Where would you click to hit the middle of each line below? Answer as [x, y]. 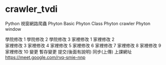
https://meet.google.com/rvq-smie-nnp [45, 57]
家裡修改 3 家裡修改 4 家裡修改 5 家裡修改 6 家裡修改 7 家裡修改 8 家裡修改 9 [83, 45]
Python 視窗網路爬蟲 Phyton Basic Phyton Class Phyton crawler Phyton [78, 23]
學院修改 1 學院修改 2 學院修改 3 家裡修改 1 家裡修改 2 [60, 39]
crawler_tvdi [31, 9]
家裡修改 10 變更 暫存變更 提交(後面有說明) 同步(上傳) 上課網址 [69, 52]
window [13, 29]
